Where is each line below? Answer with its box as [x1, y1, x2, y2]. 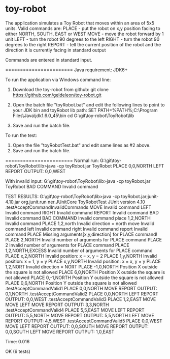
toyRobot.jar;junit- [121, 193, 159, 199]
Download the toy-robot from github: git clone [12, 86, 109, 92]
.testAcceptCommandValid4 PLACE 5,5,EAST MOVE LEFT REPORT [5, 307, 145, 313]
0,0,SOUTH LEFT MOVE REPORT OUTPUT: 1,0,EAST [5, 328, 115, 335]
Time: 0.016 [5, 338, 30, 344]
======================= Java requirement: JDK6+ [5, 67, 128, 73]
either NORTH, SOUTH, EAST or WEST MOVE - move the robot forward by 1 [5, 31, 164, 37]
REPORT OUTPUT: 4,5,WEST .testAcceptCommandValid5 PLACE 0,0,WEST [5, 318, 162, 324]
